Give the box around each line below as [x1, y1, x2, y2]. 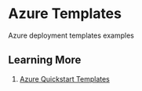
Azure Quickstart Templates [19, 74, 110, 83]
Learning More [8, 53, 82, 67]
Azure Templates [8, 5, 122, 23]
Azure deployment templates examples [8, 31, 135, 40]
